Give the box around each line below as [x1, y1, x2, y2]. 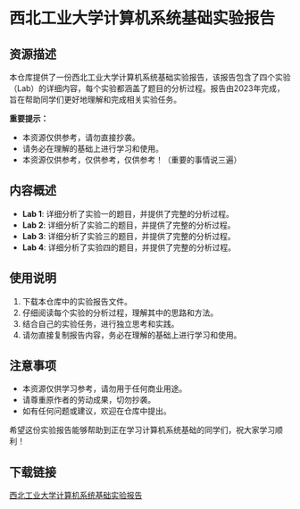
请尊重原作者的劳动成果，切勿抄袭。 [21, 395, 156, 405]
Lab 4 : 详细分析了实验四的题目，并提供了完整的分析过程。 [21, 242, 237, 253]
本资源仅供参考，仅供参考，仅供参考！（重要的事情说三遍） [21, 154, 242, 165]
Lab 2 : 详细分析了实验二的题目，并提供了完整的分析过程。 [21, 220, 236, 230]
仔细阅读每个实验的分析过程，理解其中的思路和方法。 [21, 307, 219, 318]
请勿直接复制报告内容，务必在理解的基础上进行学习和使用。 [21, 330, 242, 340]
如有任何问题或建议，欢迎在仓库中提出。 [21, 405, 171, 416]
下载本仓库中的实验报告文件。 [21, 296, 132, 306]
